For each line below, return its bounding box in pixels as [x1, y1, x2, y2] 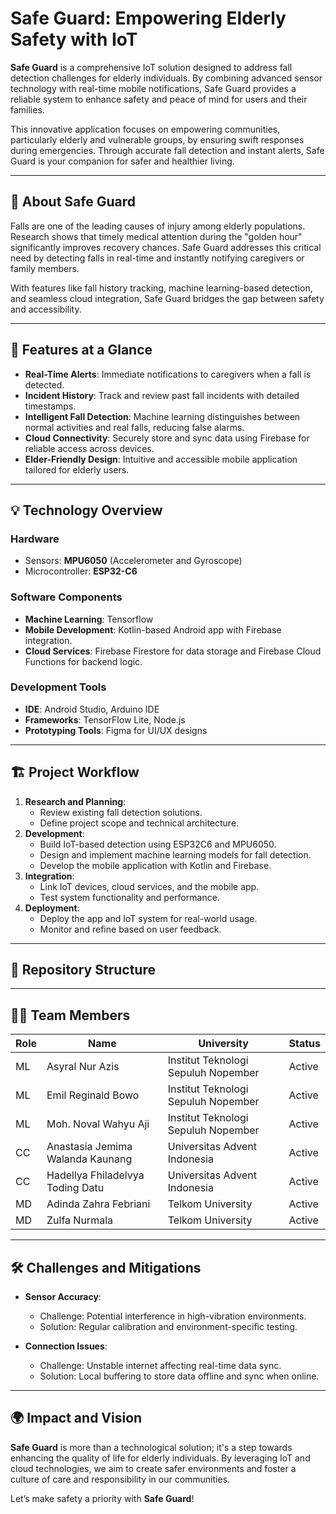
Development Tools [10, 680, 107, 694]
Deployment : [24, 902, 80, 914]
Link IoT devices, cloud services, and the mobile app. [39, 880, 260, 892]
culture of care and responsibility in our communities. [10, 1473, 231, 1485]
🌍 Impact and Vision [10, 1410, 143, 1427]
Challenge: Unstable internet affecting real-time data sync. [39, 1360, 282, 1372]
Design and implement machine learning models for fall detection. [39, 848, 312, 861]
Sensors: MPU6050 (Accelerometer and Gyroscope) [24, 555, 243, 567]
